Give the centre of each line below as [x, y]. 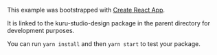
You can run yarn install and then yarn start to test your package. [104, 44]
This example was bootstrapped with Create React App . [86, 10]
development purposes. [41, 31]
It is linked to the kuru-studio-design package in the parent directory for [109, 23]
